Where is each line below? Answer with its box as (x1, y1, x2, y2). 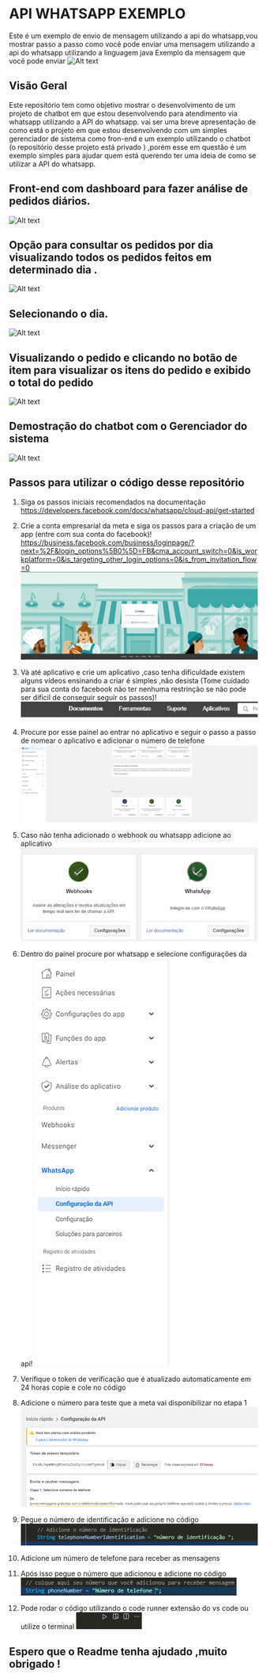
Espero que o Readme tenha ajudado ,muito (9, 1645, 228, 1658)
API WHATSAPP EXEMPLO (9, 5, 186, 23)
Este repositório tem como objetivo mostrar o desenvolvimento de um (9, 100, 236, 109)
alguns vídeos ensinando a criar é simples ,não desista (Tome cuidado (20, 675, 249, 685)
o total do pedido (9, 375, 94, 389)
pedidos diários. (9, 195, 91, 208)
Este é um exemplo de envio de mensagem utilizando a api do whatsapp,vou (9, 31, 258, 40)
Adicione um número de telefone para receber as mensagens (20, 1554, 220, 1563)
